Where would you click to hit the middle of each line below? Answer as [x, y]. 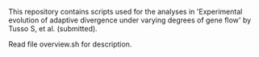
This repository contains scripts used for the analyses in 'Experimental [125, 12]
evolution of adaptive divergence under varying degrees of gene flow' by [130, 20]
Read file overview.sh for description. [70, 44]
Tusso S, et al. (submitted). [53, 28]
